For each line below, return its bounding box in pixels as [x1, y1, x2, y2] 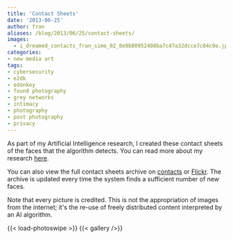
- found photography [7, 88, 67, 94]
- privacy [7, 119, 36, 127]
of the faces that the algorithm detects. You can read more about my [7, 147, 203, 155]
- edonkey [7, 81, 36, 88]
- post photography [7, 113, 64, 120]
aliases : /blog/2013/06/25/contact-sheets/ [7, 29, 135, 37]
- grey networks [7, 94, 54, 101]
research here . [7, 154, 49, 162]
